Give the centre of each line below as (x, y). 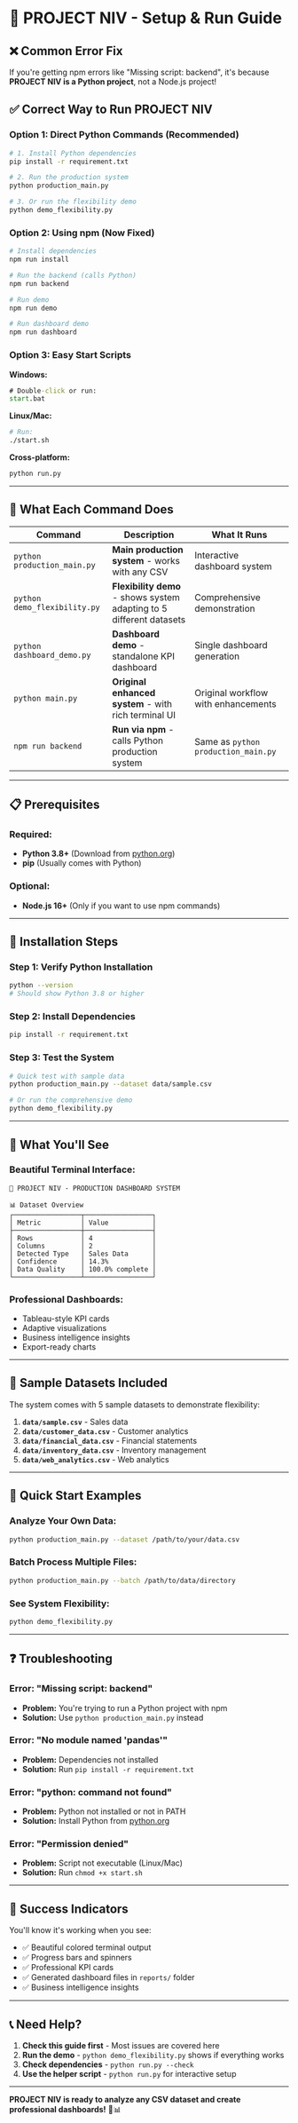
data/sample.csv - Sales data (75, 1422)
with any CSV (140, 572)
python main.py (46, 698)
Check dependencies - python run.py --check (108, 2064)
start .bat (27, 399)
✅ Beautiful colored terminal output (86, 1947)
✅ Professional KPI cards (67, 1968)
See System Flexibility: (59, 1604)
